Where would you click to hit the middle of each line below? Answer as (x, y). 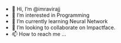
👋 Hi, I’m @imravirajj (36, 9)
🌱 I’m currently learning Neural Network (60, 21)
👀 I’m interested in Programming (51, 15)
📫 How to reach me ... (39, 34)
